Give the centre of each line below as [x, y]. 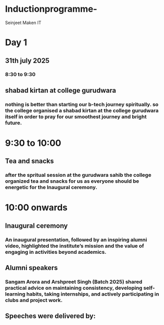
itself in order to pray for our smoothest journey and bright [76, 116]
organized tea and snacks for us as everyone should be [72, 181]
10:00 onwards [36, 208]
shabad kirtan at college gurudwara [61, 90]
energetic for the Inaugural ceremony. [51, 188]
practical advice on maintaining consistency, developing [74, 288]
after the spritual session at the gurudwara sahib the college [78, 175]
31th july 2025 [27, 61]
